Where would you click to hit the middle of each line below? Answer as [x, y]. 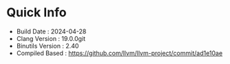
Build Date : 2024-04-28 [51, 31]
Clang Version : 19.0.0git [51, 38]
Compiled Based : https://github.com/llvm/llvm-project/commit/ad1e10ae [119, 53]
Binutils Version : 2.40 [48, 46]
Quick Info [36, 13]
